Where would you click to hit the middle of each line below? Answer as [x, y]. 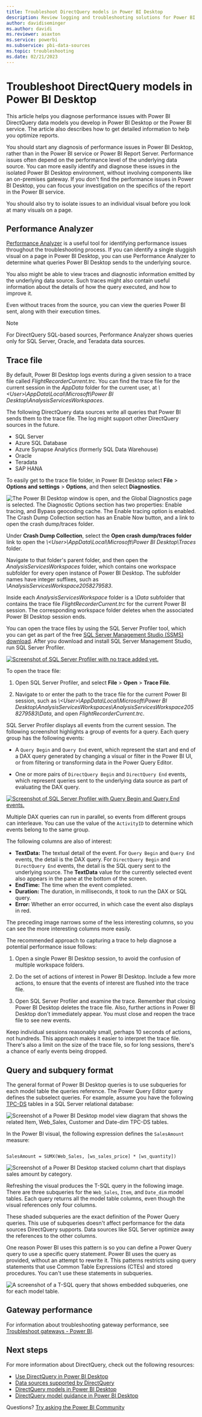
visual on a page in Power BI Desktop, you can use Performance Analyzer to [101, 256]
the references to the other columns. [52, 1236]
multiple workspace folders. [49, 965]
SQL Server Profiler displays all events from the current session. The [91, 725]
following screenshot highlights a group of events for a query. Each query [97, 732]
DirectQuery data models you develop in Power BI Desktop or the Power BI [99, 122]
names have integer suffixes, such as [52, 579]
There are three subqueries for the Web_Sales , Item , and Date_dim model [95, 1192]
